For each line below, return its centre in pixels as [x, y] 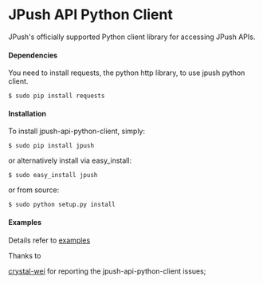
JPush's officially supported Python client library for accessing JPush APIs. [132, 37]
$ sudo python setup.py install [62, 205]
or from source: [34, 190]
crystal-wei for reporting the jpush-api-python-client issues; [107, 271]
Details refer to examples [49, 240]
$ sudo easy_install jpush [53, 176]
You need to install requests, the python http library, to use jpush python [127, 73]
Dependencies [33, 55]
